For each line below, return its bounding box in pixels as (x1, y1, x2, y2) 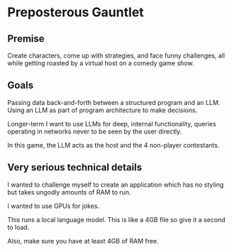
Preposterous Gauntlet (7, 4, 144, 21)
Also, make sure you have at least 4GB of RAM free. (7, 236, 159, 245)
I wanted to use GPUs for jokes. (7, 202, 100, 210)
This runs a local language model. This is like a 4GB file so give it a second (7, 215, 226, 224)
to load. (7, 223, 30, 231)
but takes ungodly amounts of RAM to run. (7, 187, 131, 196)
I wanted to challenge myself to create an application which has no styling (7, 180, 224, 189)
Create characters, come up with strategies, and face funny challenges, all (7, 51, 226, 60)
